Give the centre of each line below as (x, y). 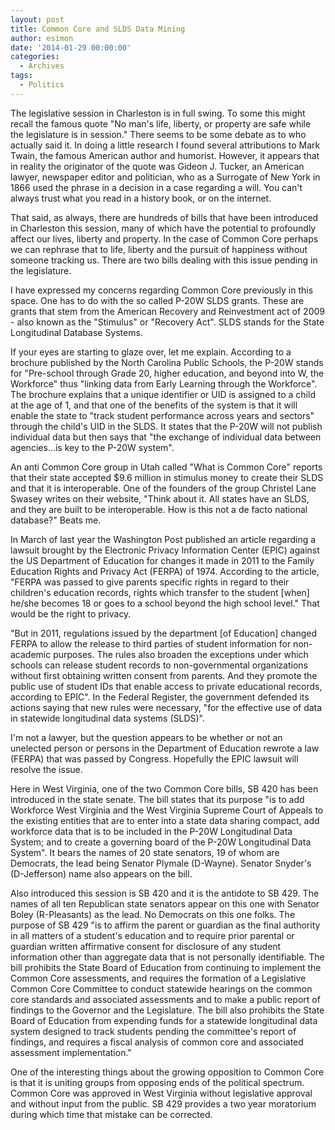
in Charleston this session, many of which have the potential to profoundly (163, 228)
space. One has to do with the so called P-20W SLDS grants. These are (157, 300)
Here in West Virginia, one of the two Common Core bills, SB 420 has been (164, 788)
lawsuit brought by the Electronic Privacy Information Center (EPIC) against (165, 550)
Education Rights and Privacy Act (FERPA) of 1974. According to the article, (165, 571)
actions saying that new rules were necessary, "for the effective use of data (166, 707)
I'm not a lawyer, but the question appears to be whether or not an (146, 737)
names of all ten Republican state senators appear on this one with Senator (165, 903)
